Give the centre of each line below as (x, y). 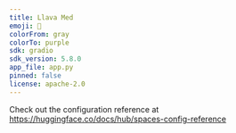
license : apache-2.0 (48, 84)
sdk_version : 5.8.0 (45, 59)
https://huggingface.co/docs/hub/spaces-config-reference (118, 119)
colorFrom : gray (39, 34)
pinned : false (36, 76)
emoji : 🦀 (25, 26)
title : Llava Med (41, 17)
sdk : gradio (31, 51)
